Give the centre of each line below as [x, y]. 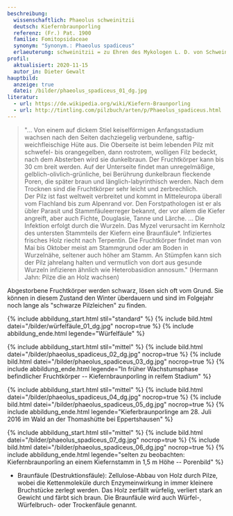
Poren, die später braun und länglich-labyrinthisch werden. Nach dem [124, 181]
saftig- [185, 137]
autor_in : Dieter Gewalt [49, 71]
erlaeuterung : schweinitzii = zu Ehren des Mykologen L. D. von [108, 53]
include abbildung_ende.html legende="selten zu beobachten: [96, 454]
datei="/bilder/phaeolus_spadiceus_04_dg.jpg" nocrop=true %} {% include [114, 397]
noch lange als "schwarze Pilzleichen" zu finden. [77, 305]
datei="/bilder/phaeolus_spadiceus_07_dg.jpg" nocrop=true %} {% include [113, 440]
